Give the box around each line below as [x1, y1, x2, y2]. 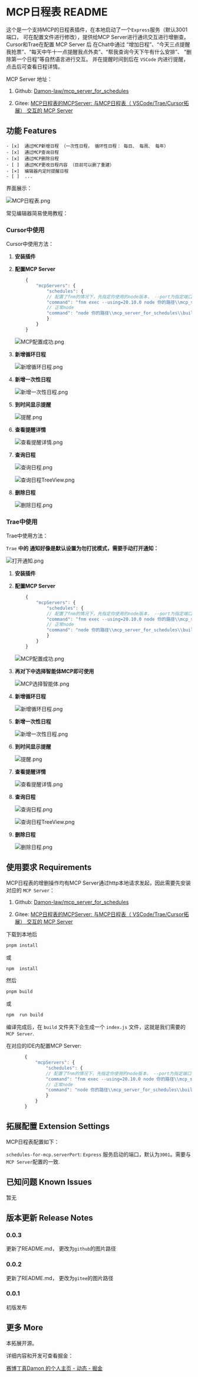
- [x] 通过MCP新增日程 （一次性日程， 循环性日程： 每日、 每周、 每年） [6, 143, 169, 149]
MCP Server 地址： [6, 75, 53, 83]
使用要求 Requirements [6, 862, 92, 872]
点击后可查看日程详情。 [6, 63, 63, 70]
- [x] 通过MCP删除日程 [6, 155, 59, 161]
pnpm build [6, 989, 33, 995]
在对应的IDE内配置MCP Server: [6, 1043, 81, 1050]
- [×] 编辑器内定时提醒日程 [6, 168, 69, 174]
